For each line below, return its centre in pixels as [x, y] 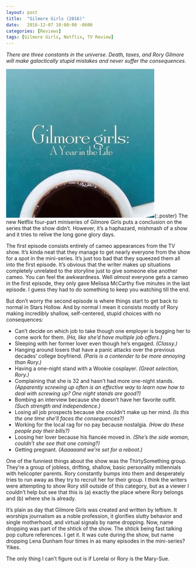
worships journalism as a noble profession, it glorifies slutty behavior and [94, 516]
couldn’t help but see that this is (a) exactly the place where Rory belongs [95, 492]
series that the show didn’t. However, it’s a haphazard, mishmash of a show [97, 228]
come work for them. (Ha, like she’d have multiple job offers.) [88, 337]
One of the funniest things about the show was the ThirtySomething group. [97, 461]
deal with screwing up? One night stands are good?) [78, 394]
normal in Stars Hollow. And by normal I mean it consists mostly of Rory [92, 307]
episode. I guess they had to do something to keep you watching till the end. [98, 290]
